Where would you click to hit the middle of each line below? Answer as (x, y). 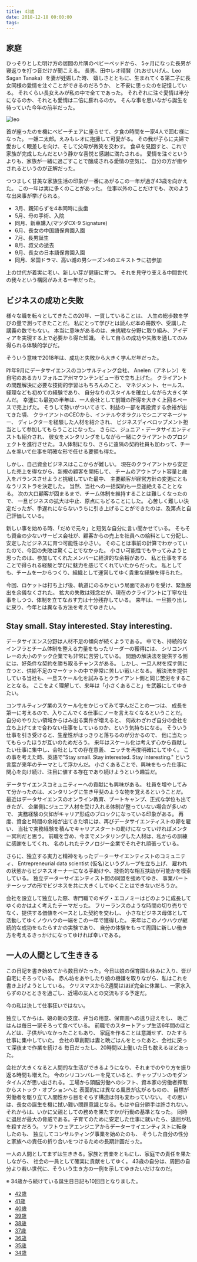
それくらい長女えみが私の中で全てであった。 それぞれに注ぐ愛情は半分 (103, 93)
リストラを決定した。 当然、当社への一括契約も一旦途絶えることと (97, 486)
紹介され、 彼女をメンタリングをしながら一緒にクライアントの (97, 437)
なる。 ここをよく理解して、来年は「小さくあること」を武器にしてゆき (101, 685)
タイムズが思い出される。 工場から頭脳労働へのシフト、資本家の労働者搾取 (97, 1082)
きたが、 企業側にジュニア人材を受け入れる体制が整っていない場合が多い (94, 806)
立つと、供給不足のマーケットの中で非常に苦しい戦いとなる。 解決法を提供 (97, 670)
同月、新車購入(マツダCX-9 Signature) (61, 223)
